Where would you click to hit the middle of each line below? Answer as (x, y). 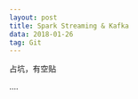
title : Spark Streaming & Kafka (69, 26)
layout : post (33, 17)
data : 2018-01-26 (41, 34)
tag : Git (25, 42)
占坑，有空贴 (32, 69)
